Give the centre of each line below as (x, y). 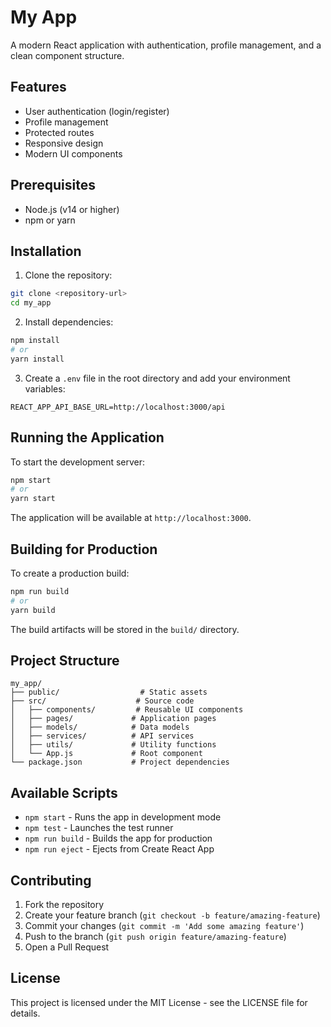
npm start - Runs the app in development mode (123, 817)
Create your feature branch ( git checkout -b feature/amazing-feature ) (172, 915)
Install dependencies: (69, 322)
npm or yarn (50, 220)
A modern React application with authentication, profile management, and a (166, 45)
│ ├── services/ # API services (102, 736)
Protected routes (59, 132)
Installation (46, 251)
